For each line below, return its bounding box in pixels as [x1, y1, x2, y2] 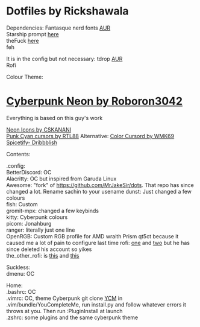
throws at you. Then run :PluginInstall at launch [6, 307, 123, 314]
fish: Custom [6, 200, 38, 208]
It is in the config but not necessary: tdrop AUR [6, 55, 123, 62]
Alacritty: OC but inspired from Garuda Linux [6, 175, 117, 182]
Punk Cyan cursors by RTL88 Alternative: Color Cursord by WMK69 [6, 132, 175, 139]
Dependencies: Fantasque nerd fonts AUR [6, 24, 111, 31]
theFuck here [6, 37, 39, 44]
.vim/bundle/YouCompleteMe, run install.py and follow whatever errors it [6, 300, 187, 308]
